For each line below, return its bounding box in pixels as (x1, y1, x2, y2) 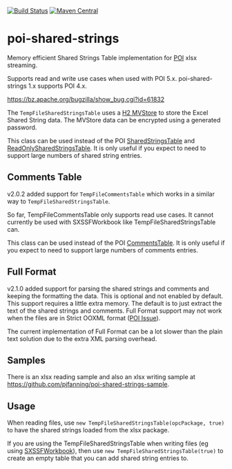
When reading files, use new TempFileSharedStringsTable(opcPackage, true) (7, 419, 225, 427)
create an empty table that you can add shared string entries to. (7, 454, 188, 463)
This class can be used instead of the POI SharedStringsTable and (7, 136, 195, 145)
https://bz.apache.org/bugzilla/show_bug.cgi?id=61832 (7, 95, 165, 103)
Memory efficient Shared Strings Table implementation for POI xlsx (7, 53, 197, 62)
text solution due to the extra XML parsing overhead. (7, 334, 157, 342)
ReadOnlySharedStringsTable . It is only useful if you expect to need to (7, 144, 206, 152)
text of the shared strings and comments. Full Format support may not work (7, 306, 222, 315)
